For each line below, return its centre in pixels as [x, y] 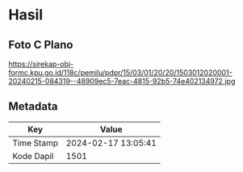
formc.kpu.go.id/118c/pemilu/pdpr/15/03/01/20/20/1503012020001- [120, 73]
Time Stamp [36, 143]
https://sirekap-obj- [41, 64]
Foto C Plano [41, 45]
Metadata [33, 107]
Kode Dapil [33, 156]
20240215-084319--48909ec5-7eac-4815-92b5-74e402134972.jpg [122, 81]
